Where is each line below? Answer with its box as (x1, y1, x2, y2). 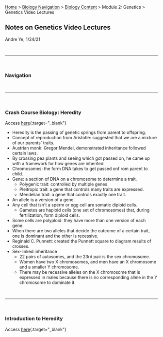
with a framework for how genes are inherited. (12, 161, 105, 167)
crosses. (12, 243, 30, 249)
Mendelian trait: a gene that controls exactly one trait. (19, 192, 127, 198)
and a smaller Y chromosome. (19, 264, 79, 270)
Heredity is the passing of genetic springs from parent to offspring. (12, 130, 147, 135)
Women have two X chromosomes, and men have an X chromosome (19, 259, 157, 265)
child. (12, 171, 23, 177)
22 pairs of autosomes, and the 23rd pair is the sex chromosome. (19, 254, 150, 260)
